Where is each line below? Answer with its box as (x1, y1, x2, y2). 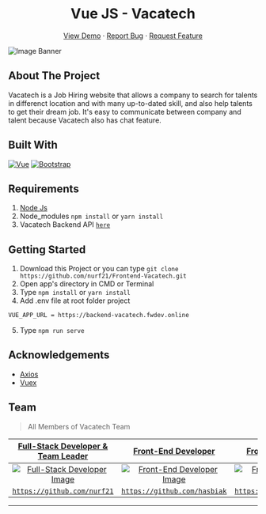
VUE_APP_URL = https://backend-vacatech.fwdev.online (8, 312, 190, 319)
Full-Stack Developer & (17, 440, 108, 452)
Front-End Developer (133, 445, 215, 456)
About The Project (8, 69, 101, 83)
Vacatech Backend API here (19, 220, 111, 229)
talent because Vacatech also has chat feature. (8, 115, 162, 125)
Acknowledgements (8, 349, 110, 362)
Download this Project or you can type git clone (19, 264, 179, 274)
